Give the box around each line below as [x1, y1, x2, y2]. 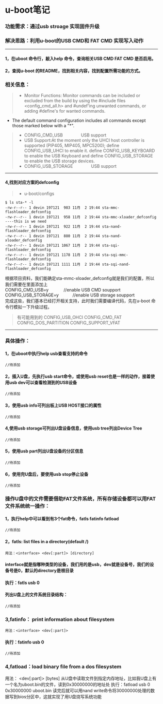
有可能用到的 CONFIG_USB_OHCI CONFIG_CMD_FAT [16, 314, 122, 320]
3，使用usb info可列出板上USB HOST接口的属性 [5, 403, 102, 409]
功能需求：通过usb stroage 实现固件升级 [5, 23, 100, 30]
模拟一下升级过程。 [13, 304, 52, 310]
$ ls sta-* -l [5, 200, 34, 205]
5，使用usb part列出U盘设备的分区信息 [5, 448, 83, 454]
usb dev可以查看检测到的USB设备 [9, 379, 77, 385]
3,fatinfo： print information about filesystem [5, 616, 115, 623]
